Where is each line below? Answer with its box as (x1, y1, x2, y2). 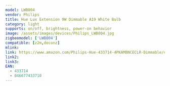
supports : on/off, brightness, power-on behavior (5, 26, 112, 31)
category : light (5, 21, 39, 27)
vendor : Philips (5, 12, 39, 17)
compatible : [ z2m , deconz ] (5, 40, 60, 46)
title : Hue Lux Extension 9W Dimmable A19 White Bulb (5, 17, 121, 22)
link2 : (5, 54, 19, 60)
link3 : (5, 59, 19, 64)
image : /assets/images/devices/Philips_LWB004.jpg (5, 31, 114, 36)
